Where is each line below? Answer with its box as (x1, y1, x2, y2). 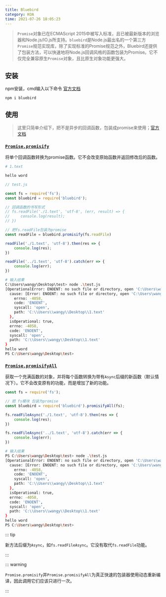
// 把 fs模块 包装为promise (5, 399, 58, 404)
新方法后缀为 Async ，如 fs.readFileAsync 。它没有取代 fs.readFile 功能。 (5, 542, 150, 548)
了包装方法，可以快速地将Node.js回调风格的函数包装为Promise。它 (17, 49, 154, 55)
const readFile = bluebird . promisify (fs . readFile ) (5, 232, 112, 237)
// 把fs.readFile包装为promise (5, 227, 67, 232)
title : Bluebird (5, 7, 39, 12)
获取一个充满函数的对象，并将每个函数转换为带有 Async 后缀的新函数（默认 (5, 373, 155, 380)
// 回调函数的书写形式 (5, 205, 45, 210)
